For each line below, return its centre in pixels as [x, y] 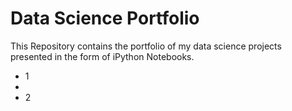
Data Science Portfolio [105, 18]
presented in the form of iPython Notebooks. [102, 56]
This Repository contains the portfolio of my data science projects [146, 46]
